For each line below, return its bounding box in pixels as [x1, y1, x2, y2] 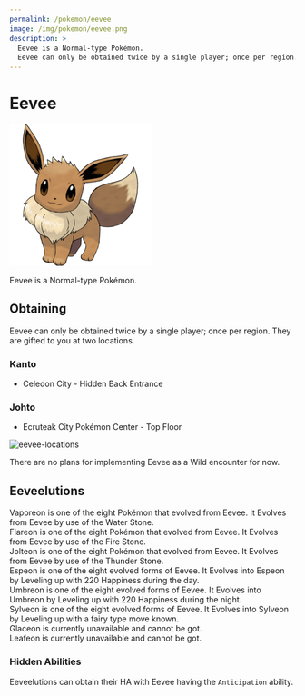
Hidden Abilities [9, 655, 82, 668]
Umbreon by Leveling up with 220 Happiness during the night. [9, 594, 242, 605]
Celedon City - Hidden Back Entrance [22, 378, 163, 390]
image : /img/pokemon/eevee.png [9, 24, 128, 34]
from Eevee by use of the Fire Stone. [9, 536, 147, 547]
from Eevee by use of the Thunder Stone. [9, 555, 164, 567]
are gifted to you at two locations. [9, 334, 135, 345]
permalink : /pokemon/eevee [9, 15, 112, 24]
